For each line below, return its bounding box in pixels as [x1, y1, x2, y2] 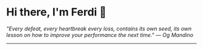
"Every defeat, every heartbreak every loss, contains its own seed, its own [6, 25, 192, 32]
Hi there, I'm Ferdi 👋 [6, 5, 107, 19]
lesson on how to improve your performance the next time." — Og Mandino [6, 31, 193, 38]
